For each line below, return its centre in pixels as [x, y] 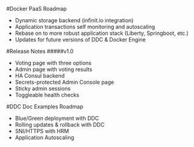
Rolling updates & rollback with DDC [60, 125]
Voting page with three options [53, 63]
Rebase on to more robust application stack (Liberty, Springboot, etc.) [102, 33]
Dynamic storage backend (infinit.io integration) [74, 20]
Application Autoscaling [44, 137]
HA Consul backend [40, 76]
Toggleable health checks [47, 95]
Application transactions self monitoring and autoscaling [85, 27]
